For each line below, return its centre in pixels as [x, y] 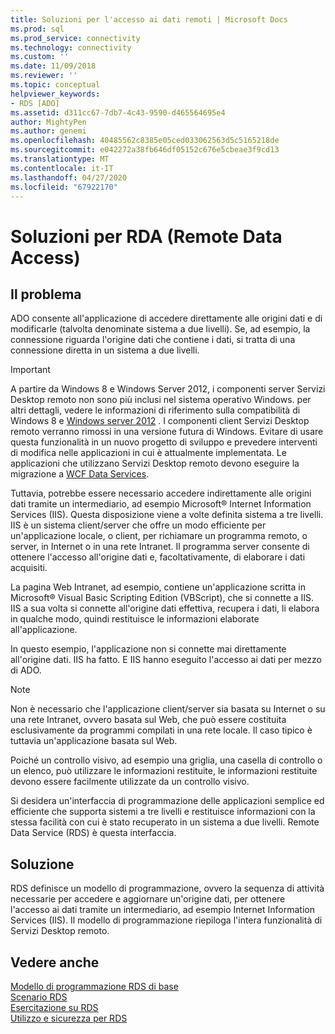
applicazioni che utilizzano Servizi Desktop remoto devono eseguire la [155, 463]
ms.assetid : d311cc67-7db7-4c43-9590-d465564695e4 [118, 112]
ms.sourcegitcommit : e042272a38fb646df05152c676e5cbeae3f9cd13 [145, 150]
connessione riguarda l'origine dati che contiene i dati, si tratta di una [153, 340]
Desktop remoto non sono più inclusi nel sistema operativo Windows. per [161, 400]
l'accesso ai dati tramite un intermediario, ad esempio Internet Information [162, 910]
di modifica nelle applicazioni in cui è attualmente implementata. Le [148, 453]
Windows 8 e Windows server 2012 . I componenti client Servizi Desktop [160, 421]
